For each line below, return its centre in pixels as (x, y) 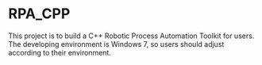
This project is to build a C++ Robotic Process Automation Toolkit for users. (131, 36)
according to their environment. (60, 52)
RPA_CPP (39, 14)
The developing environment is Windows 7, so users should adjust (116, 44)
